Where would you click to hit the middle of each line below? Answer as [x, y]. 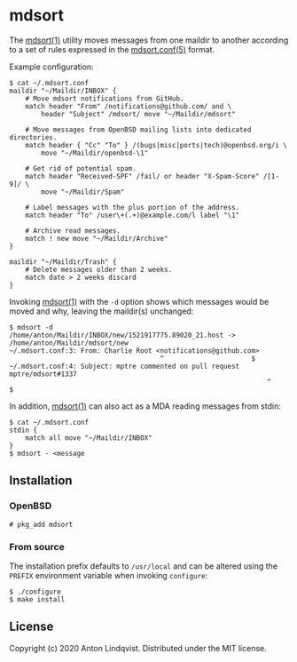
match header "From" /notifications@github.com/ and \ [129, 106]
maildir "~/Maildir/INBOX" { [63, 91]
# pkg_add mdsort [41, 524]
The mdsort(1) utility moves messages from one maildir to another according [149, 40]
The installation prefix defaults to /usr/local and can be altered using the [143, 566]
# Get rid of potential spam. [81, 168]
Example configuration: [52, 67]
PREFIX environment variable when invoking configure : [109, 575]
